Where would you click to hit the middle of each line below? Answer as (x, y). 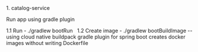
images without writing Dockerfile (47, 43)
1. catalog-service (28, 8)
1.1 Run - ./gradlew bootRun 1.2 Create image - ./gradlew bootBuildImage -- (99, 31)
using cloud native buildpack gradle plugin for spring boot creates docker (96, 37)
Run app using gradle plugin (41, 19)
